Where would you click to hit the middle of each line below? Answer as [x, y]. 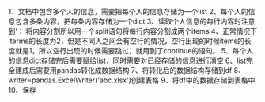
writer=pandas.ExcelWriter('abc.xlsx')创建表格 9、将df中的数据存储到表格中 [132, 80]
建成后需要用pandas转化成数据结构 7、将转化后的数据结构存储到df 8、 [130, 70]
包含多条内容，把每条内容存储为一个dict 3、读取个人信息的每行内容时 [128, 21]
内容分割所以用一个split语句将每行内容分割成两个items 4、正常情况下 [145, 31]
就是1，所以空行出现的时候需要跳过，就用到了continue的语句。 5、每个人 [134, 51]
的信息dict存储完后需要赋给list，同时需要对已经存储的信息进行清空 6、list [127, 60]
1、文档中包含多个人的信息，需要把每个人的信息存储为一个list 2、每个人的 [128, 11]
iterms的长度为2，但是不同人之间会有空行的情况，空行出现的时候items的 [127, 41]
